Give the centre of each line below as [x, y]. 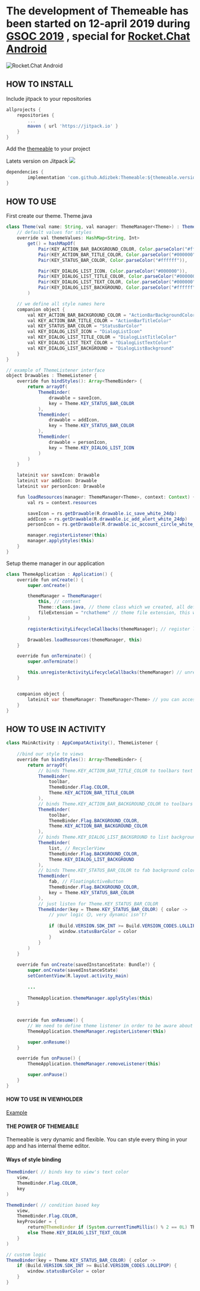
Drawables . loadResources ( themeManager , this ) [85, 640]
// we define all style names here [61, 304]
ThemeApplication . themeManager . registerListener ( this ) [97, 1031]
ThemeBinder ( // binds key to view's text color [68, 1172]
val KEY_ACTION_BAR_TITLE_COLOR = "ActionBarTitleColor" [99, 320]
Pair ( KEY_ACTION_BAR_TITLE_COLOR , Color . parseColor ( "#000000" [117, 255]
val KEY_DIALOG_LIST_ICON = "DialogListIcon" [85, 332]
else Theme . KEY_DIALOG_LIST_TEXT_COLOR [77, 1233]
